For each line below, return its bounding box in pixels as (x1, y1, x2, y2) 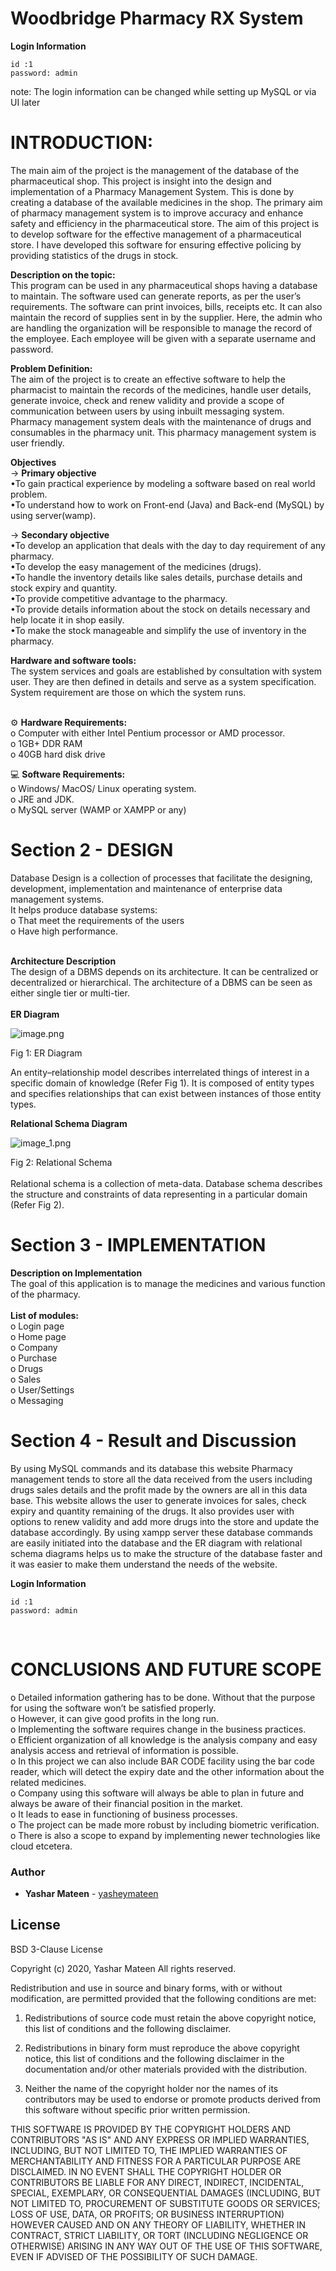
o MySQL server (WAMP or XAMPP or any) (10, 803, 187, 816)
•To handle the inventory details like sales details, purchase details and (10, 571, 303, 583)
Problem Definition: (10, 362, 93, 374)
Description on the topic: (10, 268, 116, 281)
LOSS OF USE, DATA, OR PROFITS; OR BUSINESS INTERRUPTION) (10, 2208, 285, 2220)
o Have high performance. (10, 925, 119, 937)
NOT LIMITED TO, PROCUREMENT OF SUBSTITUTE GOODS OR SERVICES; (10, 2197, 321, 2209)
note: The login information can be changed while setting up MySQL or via (10, 85, 317, 97)
